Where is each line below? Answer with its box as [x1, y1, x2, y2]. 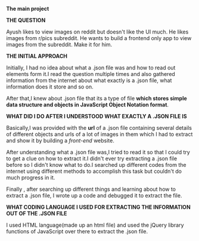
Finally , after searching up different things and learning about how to [6, 185, 176, 193]
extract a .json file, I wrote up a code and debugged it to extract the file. [6, 192, 182, 199]
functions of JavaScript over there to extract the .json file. [6, 228, 148, 235]
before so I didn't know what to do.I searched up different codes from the [6, 161, 186, 168]
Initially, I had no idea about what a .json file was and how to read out [6, 64, 176, 71]
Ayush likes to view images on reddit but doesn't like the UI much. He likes [6, 28, 189, 35]
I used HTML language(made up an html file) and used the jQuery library [6, 221, 184, 228]
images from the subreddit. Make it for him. [6, 41, 113, 48]
